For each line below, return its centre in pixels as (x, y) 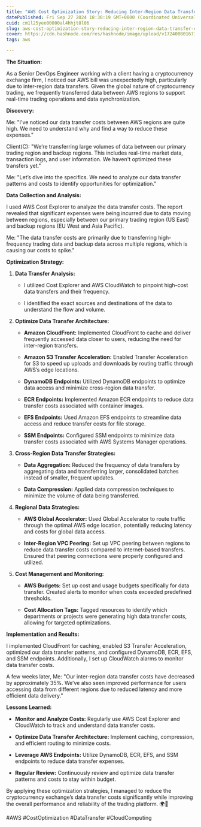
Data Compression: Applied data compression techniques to (99, 489)
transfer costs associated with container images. (84, 406)
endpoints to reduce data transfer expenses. (69, 761)
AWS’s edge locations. (51, 370)
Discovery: (20, 111)
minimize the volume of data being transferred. (82, 496)
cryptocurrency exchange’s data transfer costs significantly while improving (100, 797)
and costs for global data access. (65, 532)
